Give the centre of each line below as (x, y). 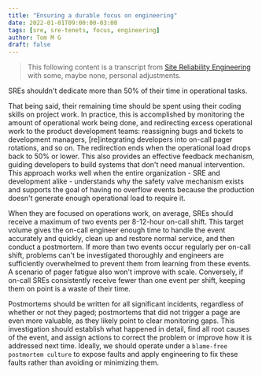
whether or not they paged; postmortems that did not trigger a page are (124, 313)
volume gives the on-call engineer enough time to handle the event (117, 230)
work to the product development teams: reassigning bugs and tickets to (126, 132)
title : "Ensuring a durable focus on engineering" (93, 15)
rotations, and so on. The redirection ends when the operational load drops (130, 148)
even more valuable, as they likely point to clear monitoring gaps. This (122, 321)
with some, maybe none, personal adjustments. (104, 76)
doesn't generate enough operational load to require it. (97, 199)
